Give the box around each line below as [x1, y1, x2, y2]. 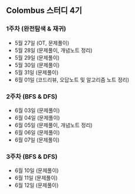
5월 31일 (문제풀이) [14, 68, 59, 75]
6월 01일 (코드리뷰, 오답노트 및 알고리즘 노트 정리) [14, 76, 130, 83]
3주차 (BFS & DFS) [6, 152, 58, 160]
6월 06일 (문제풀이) [14, 129, 60, 136]
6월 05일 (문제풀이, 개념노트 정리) [14, 121, 93, 129]
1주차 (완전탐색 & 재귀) [6, 25, 67, 33]
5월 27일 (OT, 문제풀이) [14, 39, 70, 46]
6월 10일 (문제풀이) [14, 167, 59, 174]
